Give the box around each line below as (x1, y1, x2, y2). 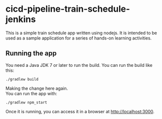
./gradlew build (5, 77, 39, 81)
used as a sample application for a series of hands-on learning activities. (5, 35, 152, 41)
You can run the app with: (5, 90, 58, 96)
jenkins (5, 14, 36, 25)
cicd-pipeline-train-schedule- (5, 3, 130, 15)
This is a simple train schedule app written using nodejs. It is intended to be (5, 30, 158, 36)
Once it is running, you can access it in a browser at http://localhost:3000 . (5, 108, 155, 114)
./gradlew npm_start (5, 100, 48, 105)
